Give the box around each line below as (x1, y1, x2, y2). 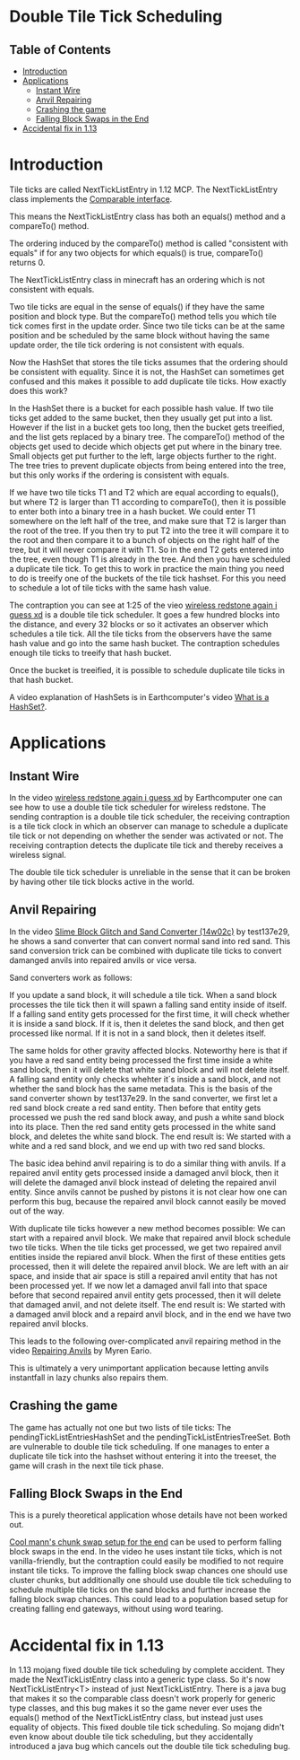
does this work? (9, 385, 68, 396)
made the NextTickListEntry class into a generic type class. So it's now (9, 1674, 271, 1685)
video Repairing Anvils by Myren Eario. (9, 1344, 152, 1356)
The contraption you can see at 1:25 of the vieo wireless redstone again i (9, 600, 278, 610)
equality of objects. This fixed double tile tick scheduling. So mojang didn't (9, 1721, 285, 1733)
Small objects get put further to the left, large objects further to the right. (9, 451, 277, 461)
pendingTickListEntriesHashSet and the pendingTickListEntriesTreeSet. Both (9, 1432, 291, 1442)
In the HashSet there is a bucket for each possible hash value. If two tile (9, 402, 274, 414)
